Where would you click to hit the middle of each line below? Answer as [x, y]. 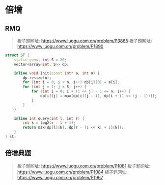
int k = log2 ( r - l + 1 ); [49, 123]
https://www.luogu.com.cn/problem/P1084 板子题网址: [72, 172]
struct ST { [17, 55]
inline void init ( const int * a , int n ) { [57, 73]
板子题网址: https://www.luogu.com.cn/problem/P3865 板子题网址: [84, 41]
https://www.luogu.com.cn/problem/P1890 [60, 46]
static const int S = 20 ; [41, 60]
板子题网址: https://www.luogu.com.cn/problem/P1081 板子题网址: [84, 166]
